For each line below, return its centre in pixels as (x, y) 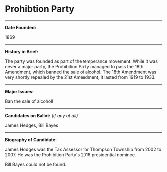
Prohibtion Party (40, 9)
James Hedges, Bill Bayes (32, 125)
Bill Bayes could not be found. (36, 164)
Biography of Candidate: (31, 139)
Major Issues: (19, 91)
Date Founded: (21, 27)
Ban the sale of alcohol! (29, 101)
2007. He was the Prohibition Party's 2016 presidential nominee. (71, 154)
